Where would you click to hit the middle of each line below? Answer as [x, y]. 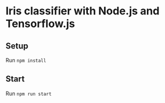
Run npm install [26, 60]
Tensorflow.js [40, 24]
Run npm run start [29, 93]
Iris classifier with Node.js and [82, 11]
